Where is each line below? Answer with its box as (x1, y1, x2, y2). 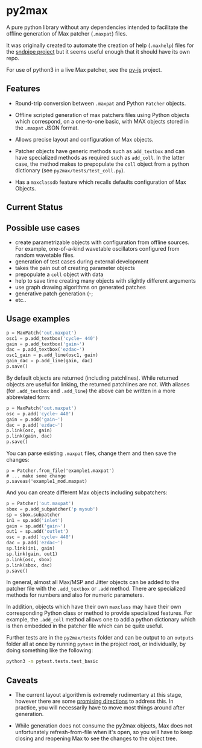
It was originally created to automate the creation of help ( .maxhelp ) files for (6, 42, 194, 49)
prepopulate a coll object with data (14, 271, 104, 278)
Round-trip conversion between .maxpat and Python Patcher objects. (14, 99, 186, 107)
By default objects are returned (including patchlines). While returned (6, 374, 179, 382)
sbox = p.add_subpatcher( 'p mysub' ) (6, 506, 98, 512)
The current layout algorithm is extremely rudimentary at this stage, (14, 691, 183, 699)
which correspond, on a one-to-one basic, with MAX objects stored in (14, 118, 189, 125)
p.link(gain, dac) (6, 433, 52, 439)
